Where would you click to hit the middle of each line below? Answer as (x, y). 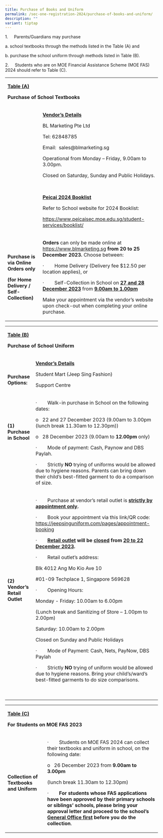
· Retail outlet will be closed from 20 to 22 (90, 540)
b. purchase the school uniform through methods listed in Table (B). (73, 56)
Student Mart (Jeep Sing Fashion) (74, 374)
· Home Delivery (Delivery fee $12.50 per (94, 266)
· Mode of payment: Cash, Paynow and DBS (90, 448)
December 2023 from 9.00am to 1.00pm (90, 289)
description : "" (21, 18)
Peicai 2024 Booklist (67, 197)
